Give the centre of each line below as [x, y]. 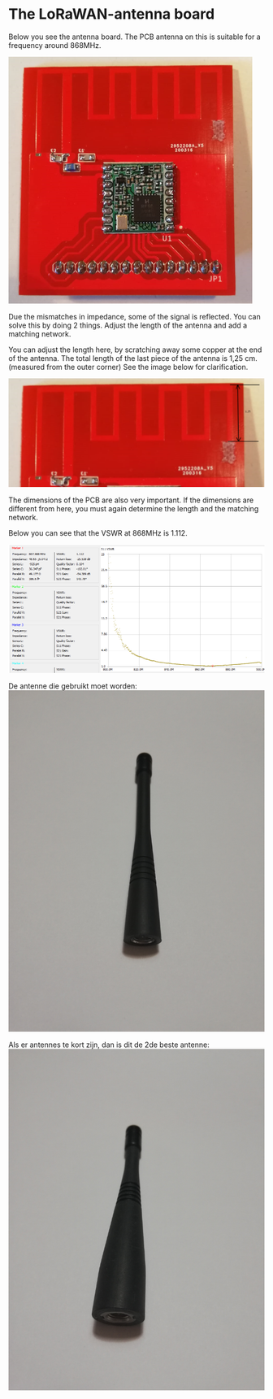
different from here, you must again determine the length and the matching [134, 508]
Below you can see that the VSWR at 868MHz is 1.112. [98, 532]
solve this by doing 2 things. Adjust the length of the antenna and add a [128, 325]
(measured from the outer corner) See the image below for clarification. [128, 367]
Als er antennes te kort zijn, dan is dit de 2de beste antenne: [109, 1045]
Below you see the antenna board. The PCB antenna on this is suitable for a [135, 37]
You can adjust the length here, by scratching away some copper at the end [135, 350]
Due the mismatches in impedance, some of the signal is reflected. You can [135, 316]
